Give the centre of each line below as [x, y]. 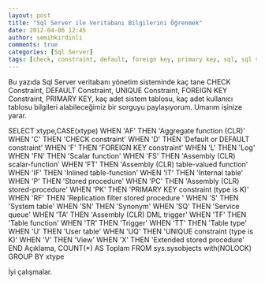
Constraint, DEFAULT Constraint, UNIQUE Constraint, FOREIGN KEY [118, 90]
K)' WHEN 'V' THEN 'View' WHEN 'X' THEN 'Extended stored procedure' [126, 239]
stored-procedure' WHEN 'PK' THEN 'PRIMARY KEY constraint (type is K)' [129, 189]
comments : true [33, 45]
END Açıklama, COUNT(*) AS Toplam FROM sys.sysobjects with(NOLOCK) [130, 248]
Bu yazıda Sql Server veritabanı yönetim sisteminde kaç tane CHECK [119, 82]
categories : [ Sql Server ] [50, 52]
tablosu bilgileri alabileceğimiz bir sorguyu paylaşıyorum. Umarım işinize [125, 106]
